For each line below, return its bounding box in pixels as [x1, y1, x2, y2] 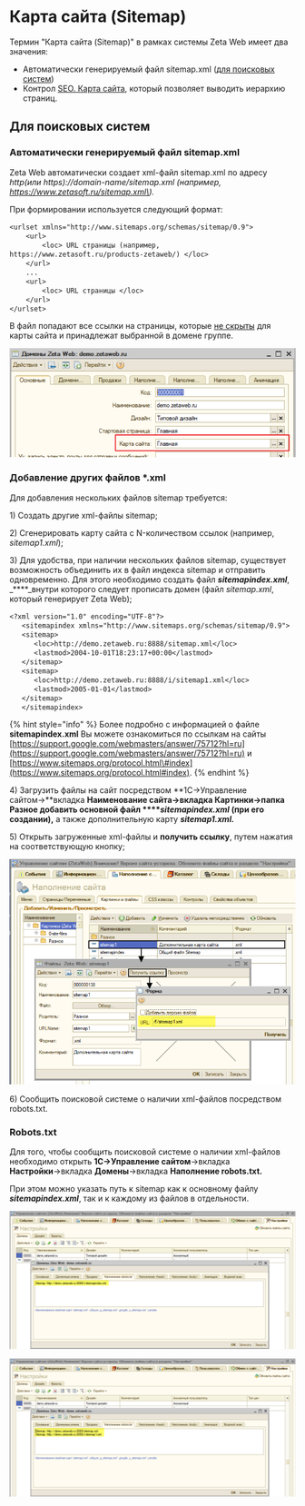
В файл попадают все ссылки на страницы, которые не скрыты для [9, 320, 271, 331]
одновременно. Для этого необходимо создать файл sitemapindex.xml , [9, 574, 290, 585]
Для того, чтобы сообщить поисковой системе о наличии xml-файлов [9, 1146, 281, 1157]
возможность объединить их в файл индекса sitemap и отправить [9, 564, 266, 575]
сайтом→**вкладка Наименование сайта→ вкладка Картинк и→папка [9, 794, 285, 805]
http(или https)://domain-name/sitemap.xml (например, [9, 176, 222, 187]
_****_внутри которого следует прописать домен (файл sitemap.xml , [9, 583, 274, 594]
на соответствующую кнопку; [9, 840, 125, 851]
